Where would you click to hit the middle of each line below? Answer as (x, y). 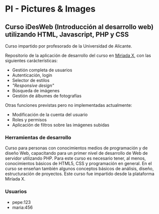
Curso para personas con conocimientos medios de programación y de (76, 148)
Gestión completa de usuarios (42, 70)
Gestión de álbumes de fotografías (47, 96)
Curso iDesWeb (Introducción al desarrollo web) (79, 27)
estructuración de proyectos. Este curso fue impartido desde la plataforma (80, 174)
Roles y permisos (29, 120)
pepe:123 (21, 202)
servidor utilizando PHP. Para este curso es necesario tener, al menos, (75, 158)
